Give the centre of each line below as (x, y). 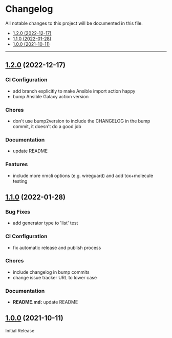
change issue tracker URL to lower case (55, 277)
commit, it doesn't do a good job (47, 126)
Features (17, 164)
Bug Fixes (18, 211)
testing (20, 181)
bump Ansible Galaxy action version (51, 96)
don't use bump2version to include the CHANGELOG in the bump (81, 121)
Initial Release (20, 330)
